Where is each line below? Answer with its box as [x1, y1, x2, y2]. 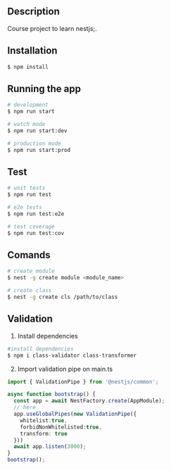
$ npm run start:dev [7, 127, 68, 134]
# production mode [7, 140, 61, 147]
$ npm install [7, 63, 49, 70]
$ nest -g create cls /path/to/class [7, 293, 118, 301]
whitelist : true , [20, 417, 68, 424]
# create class [7, 287, 52, 294]
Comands [7, 249, 51, 261]
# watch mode [7, 121, 46, 128]
